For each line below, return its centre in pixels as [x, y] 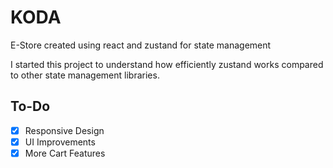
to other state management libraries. [85, 75]
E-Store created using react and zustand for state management [141, 45]
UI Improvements [60, 142]
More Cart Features [65, 153]
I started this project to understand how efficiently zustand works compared [167, 64]
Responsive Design [64, 130]
